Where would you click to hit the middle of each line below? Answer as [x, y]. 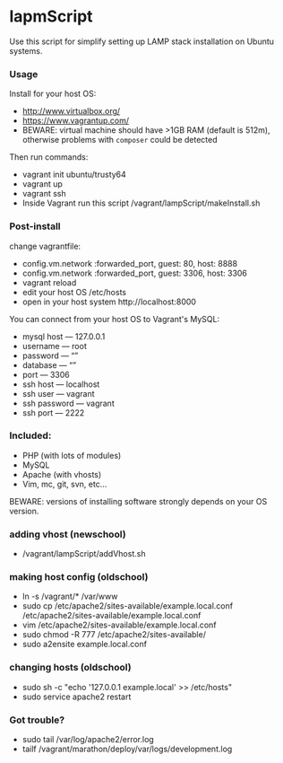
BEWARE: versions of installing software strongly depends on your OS [138, 501]
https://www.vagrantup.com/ [76, 121]
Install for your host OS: [53, 94]
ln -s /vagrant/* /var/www [70, 596]
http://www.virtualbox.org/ [71, 111]
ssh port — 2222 [53, 412]
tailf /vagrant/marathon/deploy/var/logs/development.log [127, 749]
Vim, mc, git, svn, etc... [64, 484]
